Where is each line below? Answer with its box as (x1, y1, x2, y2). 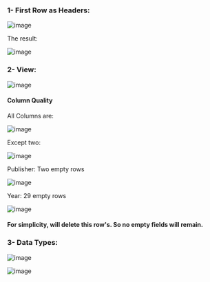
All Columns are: (7, 111, 54, 120)
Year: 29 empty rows (7, 191, 67, 199)
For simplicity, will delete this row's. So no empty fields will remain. (7, 221, 204, 229)
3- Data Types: (7, 238, 59, 248)
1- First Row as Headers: (7, 6, 90, 15)
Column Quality (7, 96, 53, 105)
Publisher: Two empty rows (7, 164, 85, 173)
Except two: (7, 138, 41, 147)
